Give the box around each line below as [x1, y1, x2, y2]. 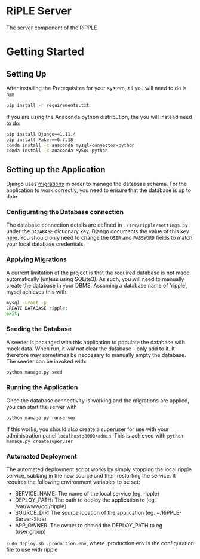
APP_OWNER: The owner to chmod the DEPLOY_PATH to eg [14, 521, 163, 529]
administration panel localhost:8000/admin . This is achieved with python [6, 432, 183, 439]
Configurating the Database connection [6, 208, 124, 216]
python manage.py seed [6, 369, 63, 375]
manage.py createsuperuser [6, 438, 73, 444]
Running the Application [6, 383, 78, 392]
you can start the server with [6, 403, 77, 410]
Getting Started [6, 45, 85, 59]
